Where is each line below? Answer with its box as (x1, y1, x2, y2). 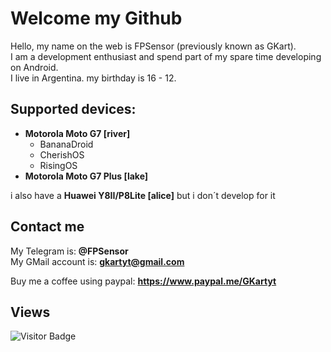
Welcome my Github (10, 7, 183, 30)
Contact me (10, 218, 85, 236)
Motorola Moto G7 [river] (24, 127, 131, 139)
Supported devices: (10, 101, 137, 118)
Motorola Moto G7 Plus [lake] (24, 170, 149, 182)
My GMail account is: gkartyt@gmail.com (10, 255, 185, 267)
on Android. (10, 61, 59, 73)
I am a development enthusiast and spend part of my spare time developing (10, 50, 322, 62)
